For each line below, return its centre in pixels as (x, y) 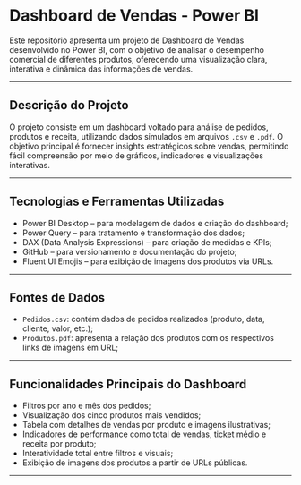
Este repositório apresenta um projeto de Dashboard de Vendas (127, 40)
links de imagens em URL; (70, 348)
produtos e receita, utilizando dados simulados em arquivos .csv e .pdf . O (146, 136)
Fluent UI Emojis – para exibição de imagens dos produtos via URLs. (148, 261)
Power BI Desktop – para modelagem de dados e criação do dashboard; (155, 223)
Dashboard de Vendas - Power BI (134, 16)
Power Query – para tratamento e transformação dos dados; (133, 233)
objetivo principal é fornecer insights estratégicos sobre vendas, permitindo (149, 146)
